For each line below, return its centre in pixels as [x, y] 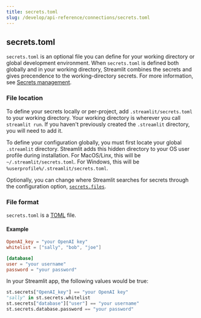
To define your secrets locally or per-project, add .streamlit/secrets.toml [99, 111]
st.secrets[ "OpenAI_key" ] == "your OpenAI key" [68, 292]
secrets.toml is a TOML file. [41, 215]
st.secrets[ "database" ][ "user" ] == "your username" [73, 303]
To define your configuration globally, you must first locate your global [94, 142]
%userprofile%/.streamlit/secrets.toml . [57, 168]
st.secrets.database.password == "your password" [70, 310]
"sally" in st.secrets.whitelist [48, 298]
